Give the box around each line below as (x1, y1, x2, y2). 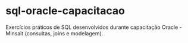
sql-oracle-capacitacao (5, 4, 126, 18)
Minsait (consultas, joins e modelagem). (5, 29, 104, 37)
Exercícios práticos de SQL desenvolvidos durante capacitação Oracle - (5, 24, 182, 31)
